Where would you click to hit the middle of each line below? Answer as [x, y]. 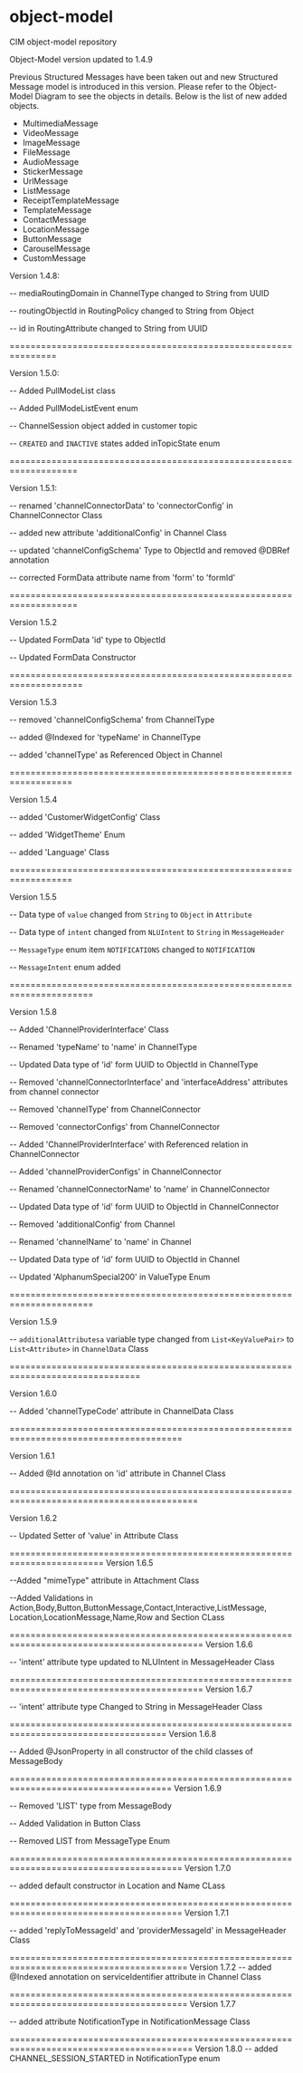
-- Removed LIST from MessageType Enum [90, 1840]
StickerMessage [52, 171]
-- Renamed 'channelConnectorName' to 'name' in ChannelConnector [140, 1189]
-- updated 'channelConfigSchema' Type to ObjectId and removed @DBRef [150, 550]
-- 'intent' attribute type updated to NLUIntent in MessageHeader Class [142, 1662]
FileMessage [46, 152]
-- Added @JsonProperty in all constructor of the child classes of [131, 1751]
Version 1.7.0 [208, 1867]
